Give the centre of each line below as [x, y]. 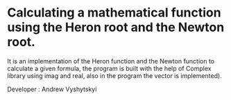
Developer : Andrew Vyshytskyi [52, 89]
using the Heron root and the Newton [116, 27]
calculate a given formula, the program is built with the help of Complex [109, 68]
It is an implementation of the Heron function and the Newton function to [111, 61]
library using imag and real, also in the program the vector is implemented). [114, 76]
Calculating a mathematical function [114, 13]
